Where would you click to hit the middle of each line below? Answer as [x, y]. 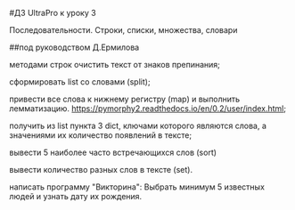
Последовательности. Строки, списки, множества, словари [123, 30]
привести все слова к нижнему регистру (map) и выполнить [125, 99]
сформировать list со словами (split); [80, 82]
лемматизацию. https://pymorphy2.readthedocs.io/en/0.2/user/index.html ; [148, 109]
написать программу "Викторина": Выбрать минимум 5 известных [137, 187]
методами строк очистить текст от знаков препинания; [115, 65]
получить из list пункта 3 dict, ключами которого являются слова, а [138, 125]
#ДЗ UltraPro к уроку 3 [53, 13]
